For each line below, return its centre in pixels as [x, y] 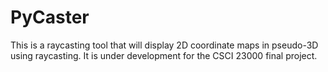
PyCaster [50, 17]
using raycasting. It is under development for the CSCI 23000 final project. [164, 55]
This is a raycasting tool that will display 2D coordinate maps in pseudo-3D [164, 45]
